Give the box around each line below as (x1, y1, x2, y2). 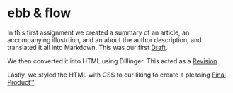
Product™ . (7, 77, 37, 86)
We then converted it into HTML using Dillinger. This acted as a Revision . (7, 56, 220, 65)
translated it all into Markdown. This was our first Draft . (7, 43, 168, 51)
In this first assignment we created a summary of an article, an (7, 28, 190, 37)
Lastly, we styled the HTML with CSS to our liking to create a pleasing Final (7, 70, 227, 79)
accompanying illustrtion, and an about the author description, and (7, 35, 202, 44)
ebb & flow (7, 5, 72, 21)
